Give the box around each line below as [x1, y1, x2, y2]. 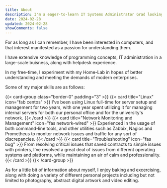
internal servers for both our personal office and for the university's [5, 110, 143, 116]
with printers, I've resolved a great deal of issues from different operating [5, 147, 155, 153]
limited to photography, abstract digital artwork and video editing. [5, 178, 139, 184]
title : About [5, 7, 32, 12]
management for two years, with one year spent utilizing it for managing [5, 104, 153, 110]
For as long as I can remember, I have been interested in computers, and [5, 39, 154, 45]
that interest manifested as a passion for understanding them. [5, 45, 132, 51]
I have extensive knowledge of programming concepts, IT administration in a [5, 54, 162, 60]
